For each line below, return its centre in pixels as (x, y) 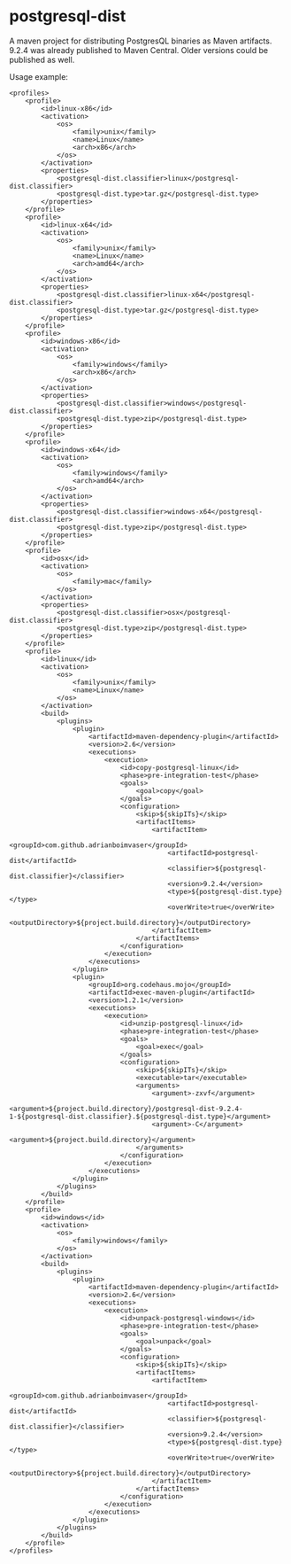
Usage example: (39, 76)
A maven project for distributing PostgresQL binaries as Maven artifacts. (141, 41)
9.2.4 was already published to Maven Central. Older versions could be (138, 50)
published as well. (42, 59)
